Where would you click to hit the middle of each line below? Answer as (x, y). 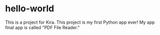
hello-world (30, 9)
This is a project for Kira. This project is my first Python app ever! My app (80, 22)
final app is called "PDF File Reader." (42, 27)
